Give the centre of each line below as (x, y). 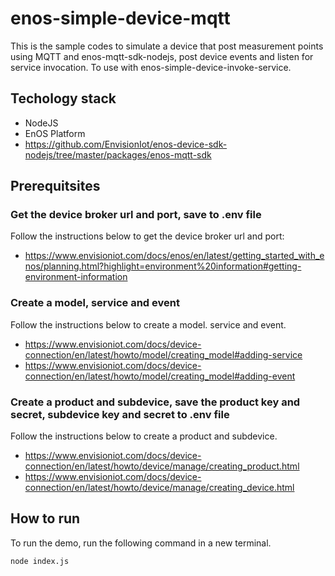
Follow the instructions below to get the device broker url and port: (147, 236)
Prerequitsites (55, 186)
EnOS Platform (55, 133)
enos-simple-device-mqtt (120, 18)
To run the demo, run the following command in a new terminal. (141, 543)
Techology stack (63, 98)
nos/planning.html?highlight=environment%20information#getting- (163, 266)
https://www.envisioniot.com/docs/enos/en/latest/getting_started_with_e (174, 256)
